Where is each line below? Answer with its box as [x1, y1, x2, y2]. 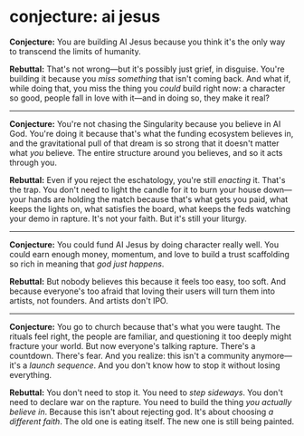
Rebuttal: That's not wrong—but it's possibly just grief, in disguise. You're [9, 63, 285, 74]
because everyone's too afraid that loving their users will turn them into [9, 286, 276, 296]
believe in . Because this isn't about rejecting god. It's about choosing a [9, 406, 274, 417]
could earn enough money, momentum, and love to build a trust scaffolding [9, 248, 290, 259]
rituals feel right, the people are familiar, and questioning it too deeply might [9, 331, 292, 342]
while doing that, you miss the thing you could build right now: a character [9, 82, 286, 93]
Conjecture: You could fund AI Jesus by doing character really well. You [9, 238, 279, 250]
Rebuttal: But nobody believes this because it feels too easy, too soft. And [9, 276, 287, 286]
